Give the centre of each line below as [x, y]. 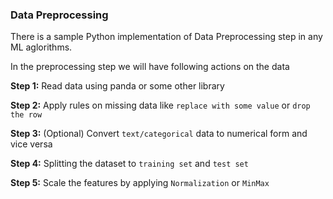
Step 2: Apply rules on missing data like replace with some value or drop [160, 105]
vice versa [31, 144]
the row [26, 115]
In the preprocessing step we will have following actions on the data [150, 67]
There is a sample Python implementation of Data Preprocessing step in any [166, 37]
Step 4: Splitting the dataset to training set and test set [129, 164]
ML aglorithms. [41, 47]
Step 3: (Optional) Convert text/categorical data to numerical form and [159, 134]
